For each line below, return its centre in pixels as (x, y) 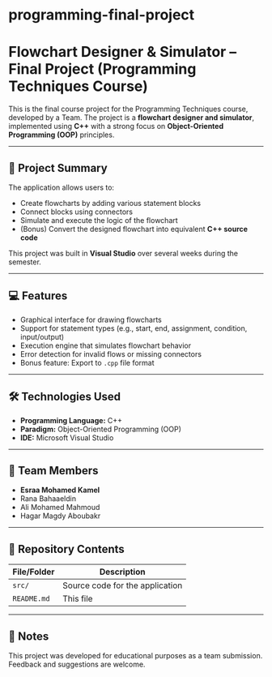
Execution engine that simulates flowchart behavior (106, 345)
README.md (31, 599)
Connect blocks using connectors (76, 212)
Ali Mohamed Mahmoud (60, 508)
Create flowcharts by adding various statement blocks (110, 203)
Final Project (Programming (102, 69)
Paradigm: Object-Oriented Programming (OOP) (101, 429)
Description (123, 572)
